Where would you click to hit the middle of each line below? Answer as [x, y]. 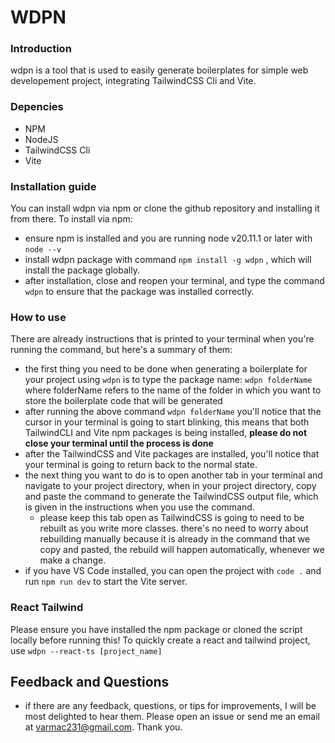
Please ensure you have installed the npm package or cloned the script [156, 629]
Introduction [41, 49]
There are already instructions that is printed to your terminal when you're [162, 339]
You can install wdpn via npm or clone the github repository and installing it [165, 208]
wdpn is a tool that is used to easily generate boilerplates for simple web [159, 70]
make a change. [73, 560]
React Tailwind [47, 608]
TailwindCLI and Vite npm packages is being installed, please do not [166, 433]
